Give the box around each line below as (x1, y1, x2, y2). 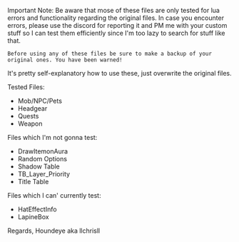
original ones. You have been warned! (7, 56, 123, 64)
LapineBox (17, 213, 49, 221)
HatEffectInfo (17, 205, 57, 213)
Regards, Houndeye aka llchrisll (7, 226, 101, 235)
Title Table (17, 178, 49, 186)
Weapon (17, 119, 43, 128)
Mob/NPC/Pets (17, 96, 63, 105)
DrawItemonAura (17, 147, 68, 156)
